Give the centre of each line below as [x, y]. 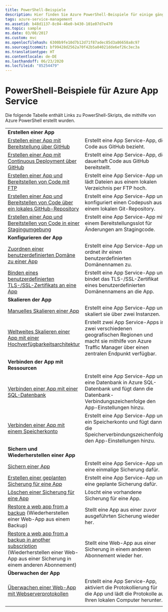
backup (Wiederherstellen [38, 513]
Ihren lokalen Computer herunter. [124, 600]
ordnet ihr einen [103, 252]
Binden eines [23, 273]
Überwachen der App [34, 573]
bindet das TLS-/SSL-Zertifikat [122, 279]
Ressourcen [22, 368]
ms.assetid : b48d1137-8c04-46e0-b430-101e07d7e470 [59, 24]
